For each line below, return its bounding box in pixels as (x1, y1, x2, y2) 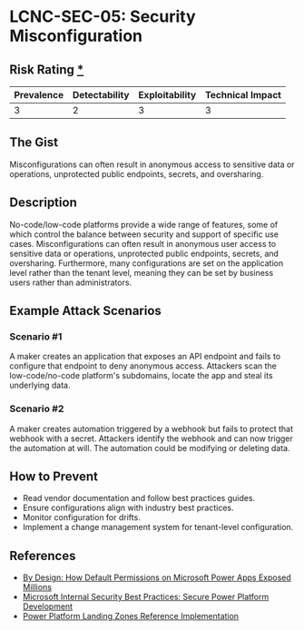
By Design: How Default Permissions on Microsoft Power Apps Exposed (22, 572, 292, 583)
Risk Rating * (9, 62, 84, 77)
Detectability (72, 89, 130, 101)
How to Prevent (9, 469, 98, 484)
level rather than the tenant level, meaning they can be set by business (9, 267, 274, 278)
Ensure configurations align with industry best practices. (22, 502, 234, 514)
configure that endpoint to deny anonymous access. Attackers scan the (9, 360, 277, 371)
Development (22, 601, 74, 612)
